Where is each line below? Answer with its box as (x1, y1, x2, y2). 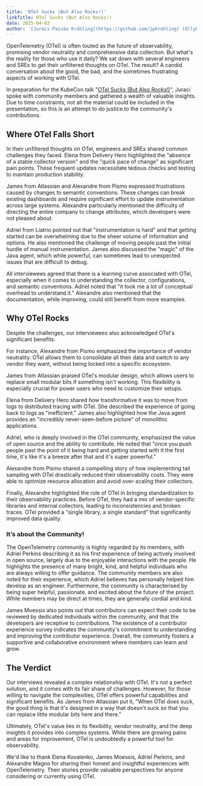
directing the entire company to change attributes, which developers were (6, 208, 191, 216)
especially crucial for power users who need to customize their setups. (6, 385, 183, 392)
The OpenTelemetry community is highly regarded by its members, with (6, 544, 185, 551)
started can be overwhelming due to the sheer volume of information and (6, 233, 188, 240)
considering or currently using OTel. (6, 772, 96, 779)
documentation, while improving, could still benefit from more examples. (6, 296, 186, 303)
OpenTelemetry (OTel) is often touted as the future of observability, (6, 42, 173, 50)
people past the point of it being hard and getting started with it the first (6, 446, 185, 453)
